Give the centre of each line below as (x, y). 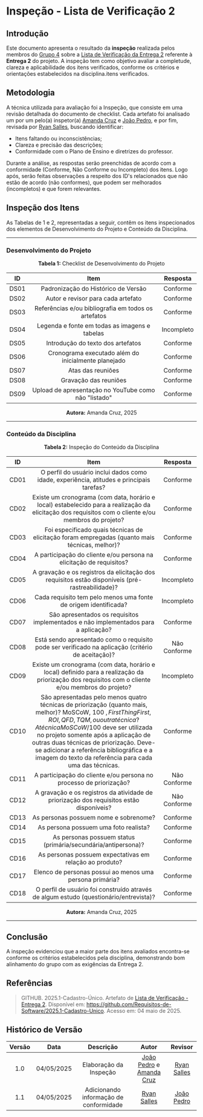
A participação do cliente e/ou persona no (94, 775)
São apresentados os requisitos (94, 615)
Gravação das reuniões (94, 380)
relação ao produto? (94, 863)
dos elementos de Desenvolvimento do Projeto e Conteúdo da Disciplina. (97, 229)
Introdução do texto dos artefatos (94, 343)
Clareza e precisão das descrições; (59, 145)
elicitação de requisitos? (94, 563)
